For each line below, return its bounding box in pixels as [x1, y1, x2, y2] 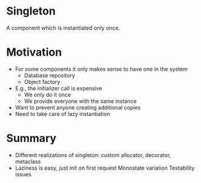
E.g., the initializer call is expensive [15, 85, 102, 92]
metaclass [15, 158, 41, 165]
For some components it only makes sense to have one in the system [15, 65, 188, 72]
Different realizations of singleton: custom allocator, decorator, [15, 151, 171, 158]
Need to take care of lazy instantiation [15, 110, 110, 117]
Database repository [24, 71, 76, 79]
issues [15, 170, 31, 178]
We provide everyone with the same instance [24, 97, 137, 104]
